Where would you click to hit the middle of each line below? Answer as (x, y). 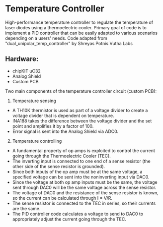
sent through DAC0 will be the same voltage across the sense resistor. (84, 187)
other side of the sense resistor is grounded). (59, 166)
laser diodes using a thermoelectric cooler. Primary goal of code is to (76, 27)
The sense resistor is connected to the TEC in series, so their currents (84, 203)
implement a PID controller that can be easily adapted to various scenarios (81, 33)
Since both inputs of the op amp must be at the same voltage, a (77, 171)
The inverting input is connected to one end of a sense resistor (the (81, 161)
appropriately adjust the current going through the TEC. (69, 219)
